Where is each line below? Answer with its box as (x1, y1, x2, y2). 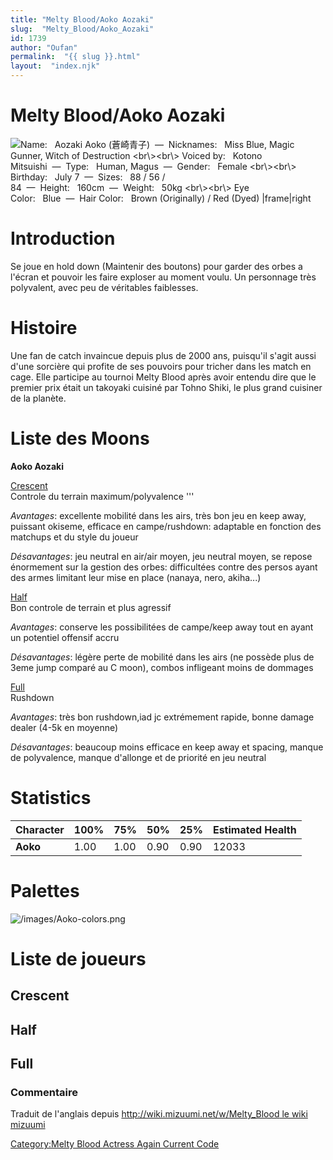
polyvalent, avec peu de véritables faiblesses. (10, 281, 199, 293)
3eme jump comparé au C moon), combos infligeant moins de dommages (10, 661, 314, 673)
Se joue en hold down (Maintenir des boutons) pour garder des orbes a (10, 260, 303, 272)
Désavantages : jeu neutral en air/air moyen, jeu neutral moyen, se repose (10, 550, 313, 562)
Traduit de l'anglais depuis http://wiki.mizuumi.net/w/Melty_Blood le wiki (10, 1108, 308, 1120)
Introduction (10, 227, 116, 250)
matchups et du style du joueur (10, 531, 139, 543)
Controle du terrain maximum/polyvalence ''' (10, 490, 195, 502)
